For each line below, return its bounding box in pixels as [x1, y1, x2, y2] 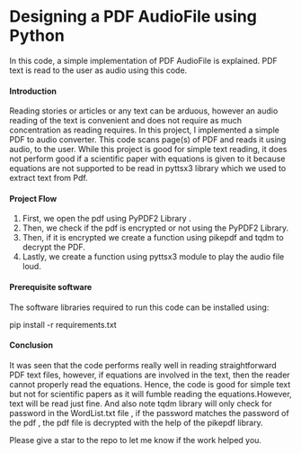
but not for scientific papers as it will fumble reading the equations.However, [9, 388, 292, 399]
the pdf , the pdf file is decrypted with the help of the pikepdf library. [9, 417, 263, 428]
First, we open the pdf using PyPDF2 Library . [22, 213, 191, 224]
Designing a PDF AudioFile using [9, 6, 258, 27]
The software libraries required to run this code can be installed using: [9, 302, 270, 313]
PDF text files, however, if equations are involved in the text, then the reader [9, 369, 290, 380]
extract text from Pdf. [9, 173, 88, 184]
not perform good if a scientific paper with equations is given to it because [9, 153, 286, 164]
